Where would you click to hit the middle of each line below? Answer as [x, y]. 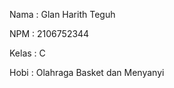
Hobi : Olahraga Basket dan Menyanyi [87, 72]
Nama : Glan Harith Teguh [62, 14]
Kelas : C [27, 53]
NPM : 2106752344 [49, 33]
